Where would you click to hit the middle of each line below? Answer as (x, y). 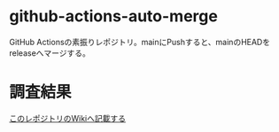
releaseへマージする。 (50, 53)
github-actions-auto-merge (114, 16)
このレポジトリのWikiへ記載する (68, 118)
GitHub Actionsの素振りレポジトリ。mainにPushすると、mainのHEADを (140, 42)
